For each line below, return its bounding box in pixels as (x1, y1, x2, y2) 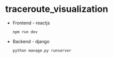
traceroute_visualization (5, 3, 108, 15)
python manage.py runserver (12, 48, 71, 53)
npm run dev (12, 29, 38, 34)
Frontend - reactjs (12, 20, 50, 26)
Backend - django (12, 38, 50, 44)
